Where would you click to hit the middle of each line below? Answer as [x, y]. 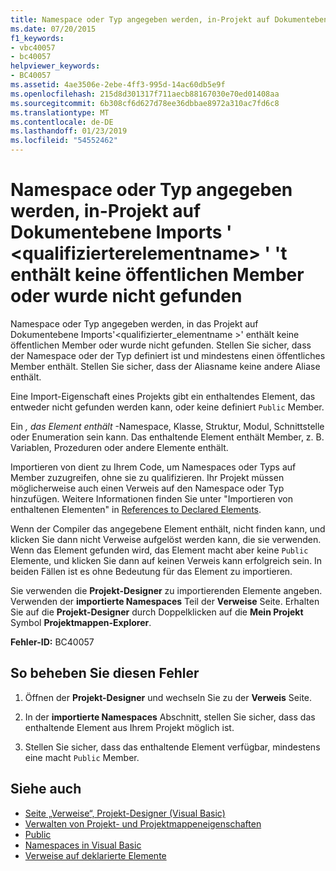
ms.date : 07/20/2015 [53, 29]
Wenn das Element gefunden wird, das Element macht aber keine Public [159, 550]
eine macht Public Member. [82, 757]
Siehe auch [46, 789]
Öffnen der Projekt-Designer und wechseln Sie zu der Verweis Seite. [168, 697]
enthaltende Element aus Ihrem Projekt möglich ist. [129, 727]
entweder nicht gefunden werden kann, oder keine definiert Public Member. [167, 407]
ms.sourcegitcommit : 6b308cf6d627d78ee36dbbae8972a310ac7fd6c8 [145, 103]
